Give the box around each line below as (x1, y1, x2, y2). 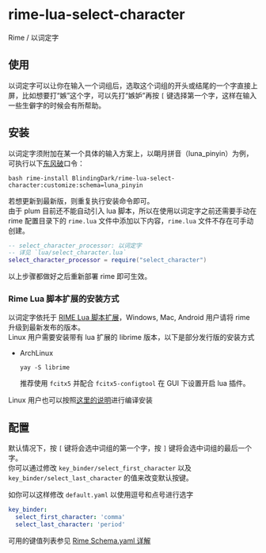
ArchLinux (19, 349, 54, 358)
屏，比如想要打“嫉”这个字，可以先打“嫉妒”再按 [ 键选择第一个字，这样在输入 (8, 90, 257, 100)
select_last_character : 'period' (15, 521, 126, 528)
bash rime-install (8, 174, 69, 182)
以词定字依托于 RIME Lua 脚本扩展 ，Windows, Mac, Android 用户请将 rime (8, 313, 251, 322)
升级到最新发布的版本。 (8, 322, 85, 332)
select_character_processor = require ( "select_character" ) (8, 256, 207, 265)
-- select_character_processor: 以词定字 (8, 242, 142, 250)
